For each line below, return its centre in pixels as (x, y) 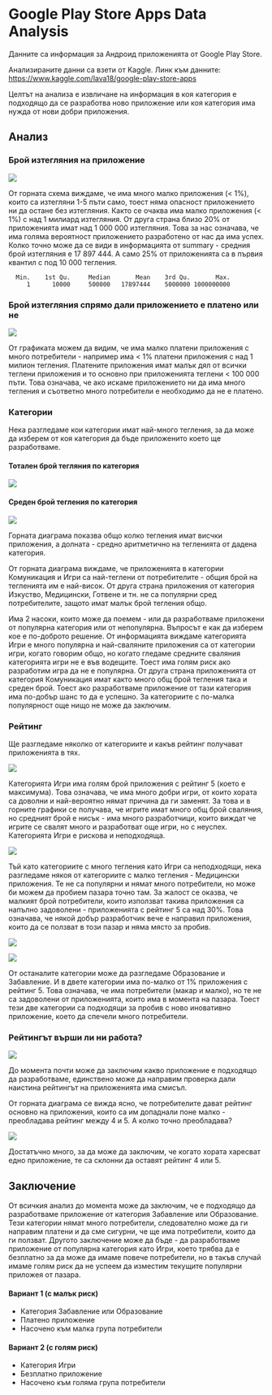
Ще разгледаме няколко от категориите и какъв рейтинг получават (126, 743)
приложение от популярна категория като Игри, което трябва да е (124, 1249)
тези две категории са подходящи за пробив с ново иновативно (120, 1007)
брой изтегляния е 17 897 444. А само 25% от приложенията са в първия (136, 254)
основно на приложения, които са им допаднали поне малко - (117, 1112)
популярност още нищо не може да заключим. (90, 705)
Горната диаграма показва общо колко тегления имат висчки (116, 535)
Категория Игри (48, 1365)
